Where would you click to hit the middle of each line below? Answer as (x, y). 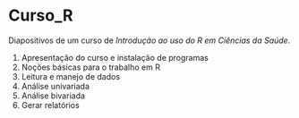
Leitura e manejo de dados (71, 76)
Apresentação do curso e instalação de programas (115, 57)
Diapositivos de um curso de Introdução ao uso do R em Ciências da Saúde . (149, 40)
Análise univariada (56, 86)
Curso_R (41, 16)
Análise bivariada (53, 96)
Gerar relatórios (50, 105)
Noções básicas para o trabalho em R (90, 67)
